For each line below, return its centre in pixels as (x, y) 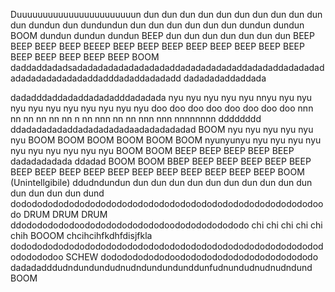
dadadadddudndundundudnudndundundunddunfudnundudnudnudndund (161, 267)
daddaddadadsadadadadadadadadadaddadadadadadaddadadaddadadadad (167, 67)
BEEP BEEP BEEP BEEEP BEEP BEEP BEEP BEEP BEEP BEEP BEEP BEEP (157, 46)
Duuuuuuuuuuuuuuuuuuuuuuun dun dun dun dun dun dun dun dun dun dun (166, 14)
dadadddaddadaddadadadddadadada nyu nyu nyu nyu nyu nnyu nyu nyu (161, 97)
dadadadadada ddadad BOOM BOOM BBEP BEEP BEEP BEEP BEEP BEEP (161, 161)
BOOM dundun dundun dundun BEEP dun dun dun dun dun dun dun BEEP (162, 35)
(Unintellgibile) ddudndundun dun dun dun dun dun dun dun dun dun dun (161, 182)
